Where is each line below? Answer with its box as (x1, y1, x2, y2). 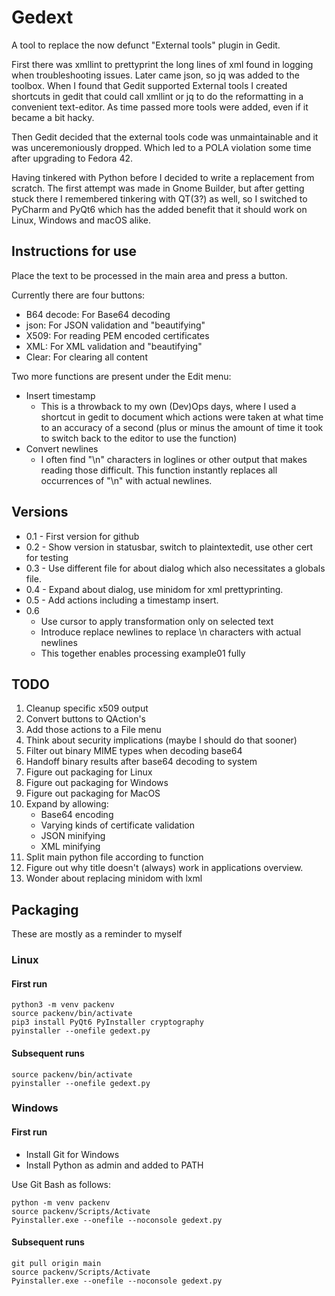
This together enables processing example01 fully (40, 647, 246, 659)
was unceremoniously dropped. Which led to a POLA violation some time (11, 141, 312, 153)
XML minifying (40, 841, 101, 853)
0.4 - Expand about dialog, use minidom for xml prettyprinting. (25, 583, 284, 595)
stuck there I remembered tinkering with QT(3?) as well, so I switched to (11, 192, 308, 205)
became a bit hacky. (11, 111, 95, 123)
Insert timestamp (25, 389, 96, 401)
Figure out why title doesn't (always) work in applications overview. (25, 862, 304, 874)
